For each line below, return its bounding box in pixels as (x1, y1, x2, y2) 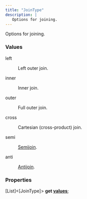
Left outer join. (18, 65, 49, 71)
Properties (5, 176, 32, 183)
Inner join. (18, 84, 39, 91)
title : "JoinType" (5, 7, 44, 13)
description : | (5, 12, 37, 17)
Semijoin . (18, 144, 37, 150)
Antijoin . (18, 163, 35, 169)
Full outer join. (18, 104, 48, 110)
